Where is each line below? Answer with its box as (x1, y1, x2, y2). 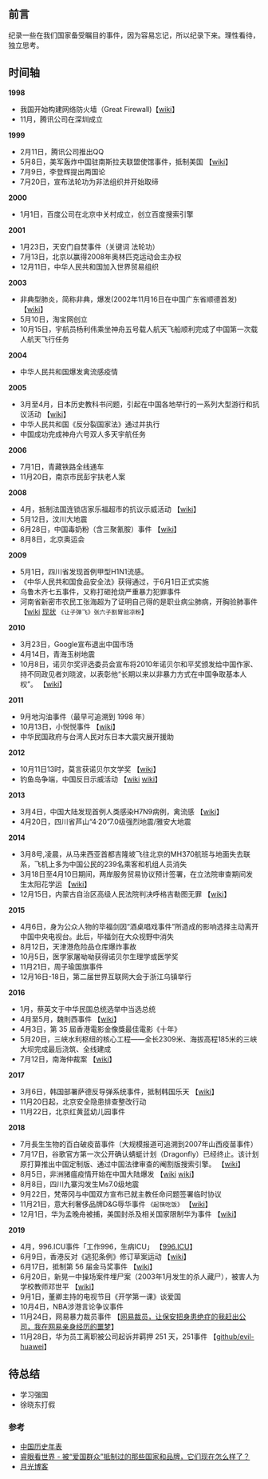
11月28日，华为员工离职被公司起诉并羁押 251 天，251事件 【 (19, 1331, 217, 1341)
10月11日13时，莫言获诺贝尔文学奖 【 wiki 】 (19, 764, 160, 773)
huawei (19, 1341, 44, 1351)
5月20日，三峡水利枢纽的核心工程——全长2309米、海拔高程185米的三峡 (19, 1034, 258, 1044)
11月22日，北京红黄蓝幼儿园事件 (19, 1106, 126, 1116)
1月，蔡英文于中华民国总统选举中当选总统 (19, 1004, 156, 1013)
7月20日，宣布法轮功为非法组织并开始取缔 (19, 177, 160, 186)
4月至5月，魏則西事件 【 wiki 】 (19, 1014, 121, 1024)
